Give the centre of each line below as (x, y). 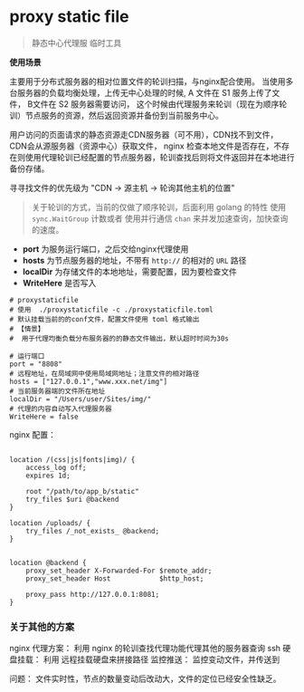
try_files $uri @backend (72, 499)
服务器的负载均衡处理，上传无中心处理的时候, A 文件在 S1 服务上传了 (145, 92)
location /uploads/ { (50, 523)
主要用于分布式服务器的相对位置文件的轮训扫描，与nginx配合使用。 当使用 (148, 81)
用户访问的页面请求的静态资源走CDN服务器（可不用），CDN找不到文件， (144, 134)
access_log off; (57, 467)
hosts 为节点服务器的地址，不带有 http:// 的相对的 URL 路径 (134, 260)
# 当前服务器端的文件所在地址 (57, 391)
